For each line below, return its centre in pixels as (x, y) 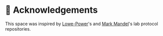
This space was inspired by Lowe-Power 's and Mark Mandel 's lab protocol (81, 24)
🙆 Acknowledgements (51, 10)
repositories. (18, 29)
